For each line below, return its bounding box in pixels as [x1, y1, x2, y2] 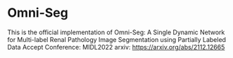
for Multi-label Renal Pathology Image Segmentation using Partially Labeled [7, 35, 227, 43]
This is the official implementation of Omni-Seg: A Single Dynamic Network [7, 28, 225, 36]
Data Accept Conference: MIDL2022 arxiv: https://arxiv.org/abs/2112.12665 [7, 43, 225, 51]
